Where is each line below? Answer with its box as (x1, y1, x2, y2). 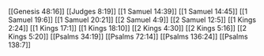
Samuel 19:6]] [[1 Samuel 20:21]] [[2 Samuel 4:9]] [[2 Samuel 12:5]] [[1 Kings (8, 15, 257, 24)
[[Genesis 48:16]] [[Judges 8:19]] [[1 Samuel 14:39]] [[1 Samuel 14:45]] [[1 (8, 7, 247, 16)
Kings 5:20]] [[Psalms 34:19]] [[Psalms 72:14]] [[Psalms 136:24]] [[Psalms (8, 32, 248, 41)
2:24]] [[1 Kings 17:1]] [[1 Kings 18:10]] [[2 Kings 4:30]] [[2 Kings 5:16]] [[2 (8, 24, 247, 32)
